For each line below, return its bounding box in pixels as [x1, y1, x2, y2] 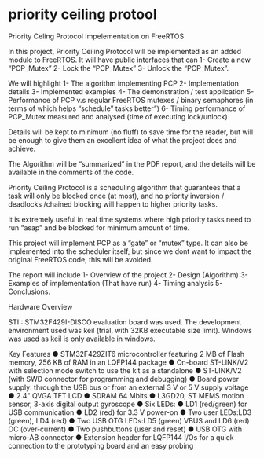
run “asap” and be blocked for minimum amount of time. [8, 222, 190, 233]
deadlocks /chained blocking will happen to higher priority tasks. [8, 199, 218, 209]
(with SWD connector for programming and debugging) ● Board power [8, 374, 240, 383]
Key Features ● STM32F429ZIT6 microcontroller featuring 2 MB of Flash [8, 349, 245, 358]
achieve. [8, 144, 36, 153]
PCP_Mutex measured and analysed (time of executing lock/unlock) [8, 112, 228, 121]
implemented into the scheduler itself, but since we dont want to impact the [8, 246, 252, 256]
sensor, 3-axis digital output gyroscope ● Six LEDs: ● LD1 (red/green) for [8, 399, 247, 409]
